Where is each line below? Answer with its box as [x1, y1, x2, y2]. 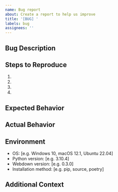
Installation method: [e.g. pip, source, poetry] [12, 166, 104, 172]
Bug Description [5, 44, 56, 52]
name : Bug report [5, 7, 41, 12]
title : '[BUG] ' [5, 16, 38, 21]
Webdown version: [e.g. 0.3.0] [12, 161, 74, 167]
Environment [5, 137, 46, 146]
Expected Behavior [5, 104, 65, 112]
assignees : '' [5, 26, 34, 31]
